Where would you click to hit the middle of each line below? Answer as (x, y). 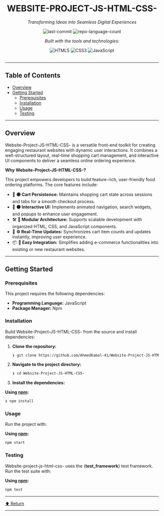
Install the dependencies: (38, 383)
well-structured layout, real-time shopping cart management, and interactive (82, 155)
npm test (14, 489)
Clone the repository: (34, 346)
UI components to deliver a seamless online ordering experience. (71, 160)
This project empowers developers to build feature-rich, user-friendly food (80, 179)
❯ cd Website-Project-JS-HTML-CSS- (48, 373)
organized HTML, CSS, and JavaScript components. (64, 226)
